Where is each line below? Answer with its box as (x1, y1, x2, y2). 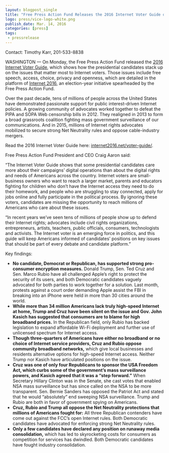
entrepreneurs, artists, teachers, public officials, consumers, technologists (5, 224, 159, 231)
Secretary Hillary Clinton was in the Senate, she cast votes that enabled (12, 378, 161, 384)
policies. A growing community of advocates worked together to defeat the (5, 106, 161, 112)
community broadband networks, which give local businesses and (12, 346, 153, 352)
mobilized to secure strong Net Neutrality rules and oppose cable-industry (5, 127, 159, 133)
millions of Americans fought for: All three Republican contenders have (12, 410, 162, 416)
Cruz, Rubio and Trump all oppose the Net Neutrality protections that (12, 404, 159, 410)
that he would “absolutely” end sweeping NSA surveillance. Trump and (12, 394, 159, 400)
